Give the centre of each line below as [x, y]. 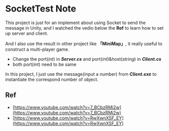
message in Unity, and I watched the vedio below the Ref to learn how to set [84, 28]
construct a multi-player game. [37, 49]
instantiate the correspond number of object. [52, 79]
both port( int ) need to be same [44, 64]
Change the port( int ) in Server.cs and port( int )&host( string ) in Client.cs [87, 59]
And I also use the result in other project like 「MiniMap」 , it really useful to [84, 44]
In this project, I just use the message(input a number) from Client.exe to [81, 74]
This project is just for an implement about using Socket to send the [75, 23]
